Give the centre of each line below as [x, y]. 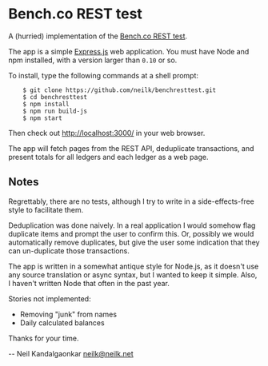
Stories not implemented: [50, 298]
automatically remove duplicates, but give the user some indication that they [134, 242]
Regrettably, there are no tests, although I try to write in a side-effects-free [131, 201]
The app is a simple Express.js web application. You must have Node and [129, 51]
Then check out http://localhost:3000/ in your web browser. [107, 133]
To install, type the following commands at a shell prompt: [103, 75]
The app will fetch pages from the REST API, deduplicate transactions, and [131, 148]
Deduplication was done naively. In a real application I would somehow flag [132, 225]
